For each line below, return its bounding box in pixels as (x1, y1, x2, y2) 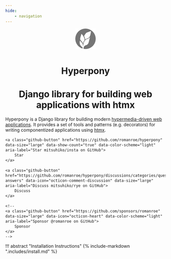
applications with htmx (36, 99, 135, 110)
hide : (5, 8, 17, 13)
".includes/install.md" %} (5, 248, 58, 254)
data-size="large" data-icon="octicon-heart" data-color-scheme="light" (5, 214, 163, 219)
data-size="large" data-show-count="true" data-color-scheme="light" (5, 142, 156, 148)
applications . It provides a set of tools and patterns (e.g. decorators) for (5, 121, 156, 127)
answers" (5, 178, 24, 183)
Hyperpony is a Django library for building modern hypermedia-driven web (5, 116, 162, 122)
